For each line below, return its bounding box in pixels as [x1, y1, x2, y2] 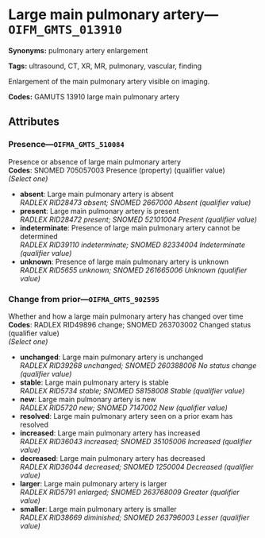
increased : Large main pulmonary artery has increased [19, 428, 201, 438]
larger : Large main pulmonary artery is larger [19, 478, 167, 488]
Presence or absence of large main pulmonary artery [8, 157, 181, 166]
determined [19, 231, 58, 241]
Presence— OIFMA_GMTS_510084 [8, 139, 125, 150]
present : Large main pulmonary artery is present [19, 206, 180, 215]
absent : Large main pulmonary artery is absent [19, 189, 175, 199]
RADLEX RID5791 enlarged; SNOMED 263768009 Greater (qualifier [19, 487, 240, 497]
